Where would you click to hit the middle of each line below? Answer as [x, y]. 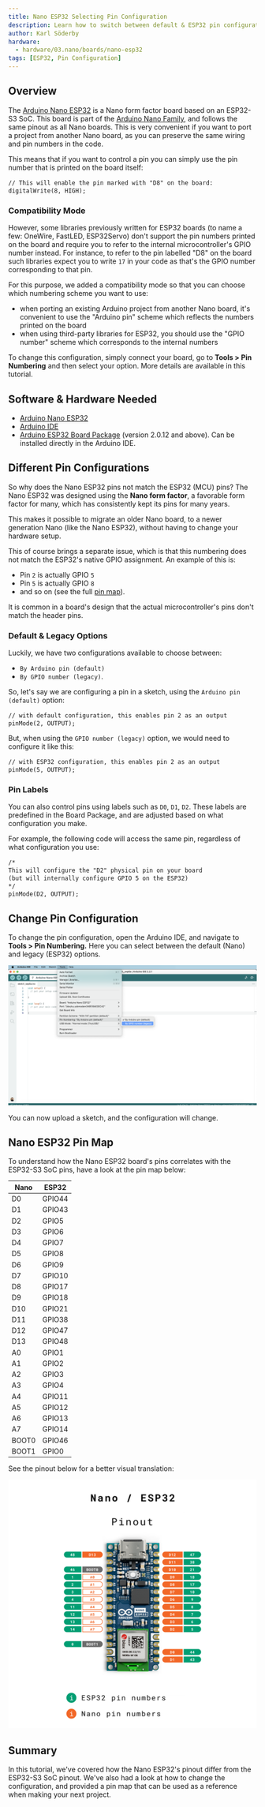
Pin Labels [28, 789]
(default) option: [37, 700]
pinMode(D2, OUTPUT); [44, 894]
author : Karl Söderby [44, 33]
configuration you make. [48, 824]
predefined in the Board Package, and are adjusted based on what [116, 815]
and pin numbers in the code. [56, 144]
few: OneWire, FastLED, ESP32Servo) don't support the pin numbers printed [132, 236]
